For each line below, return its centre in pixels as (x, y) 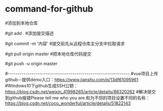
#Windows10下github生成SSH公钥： (41, 85)
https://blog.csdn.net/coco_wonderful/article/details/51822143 (68, 103)
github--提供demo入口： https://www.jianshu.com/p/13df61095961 (72, 79)
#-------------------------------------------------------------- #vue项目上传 (82, 73)
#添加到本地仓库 (21, 23)
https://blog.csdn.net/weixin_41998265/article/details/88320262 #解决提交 (81, 92)
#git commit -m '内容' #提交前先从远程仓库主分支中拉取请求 (65, 43)
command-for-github (49, 9)
